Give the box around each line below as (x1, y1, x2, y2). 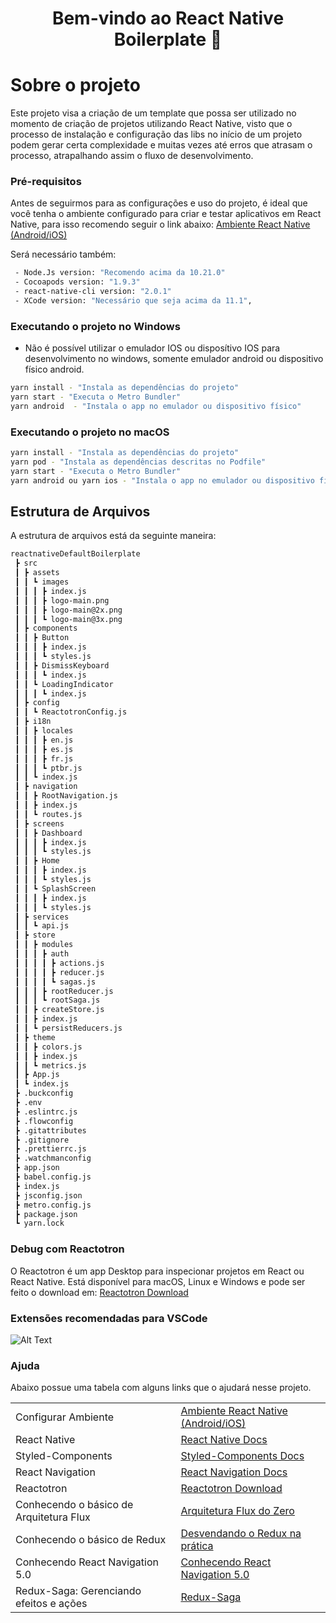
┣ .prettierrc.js (14, 1144, 87, 1154)
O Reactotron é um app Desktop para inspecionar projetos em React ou (10, 1265, 305, 1277)
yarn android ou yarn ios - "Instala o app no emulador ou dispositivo (10, 475, 315, 486)
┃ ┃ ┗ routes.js (14, 809, 83, 819)
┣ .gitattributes (14, 1125, 87, 1136)
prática (180, 1539, 214, 1553)
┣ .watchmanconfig (14, 1153, 92, 1164)
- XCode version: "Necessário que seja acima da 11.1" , (14, 296, 253, 306)
